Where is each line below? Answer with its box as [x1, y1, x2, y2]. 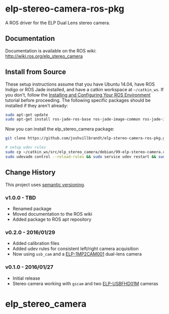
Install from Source [5, 68, 66, 76]
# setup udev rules [5, 145, 46, 150]
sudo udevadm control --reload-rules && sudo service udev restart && [5, 154, 156, 159]
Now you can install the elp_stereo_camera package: [5, 126, 115, 132]
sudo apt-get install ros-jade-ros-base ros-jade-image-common [5, 117, 141, 122]
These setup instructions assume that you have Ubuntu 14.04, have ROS [5, 81, 155, 87]
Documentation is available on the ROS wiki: [5, 47, 97, 53]
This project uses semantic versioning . [5, 181, 86, 187]
